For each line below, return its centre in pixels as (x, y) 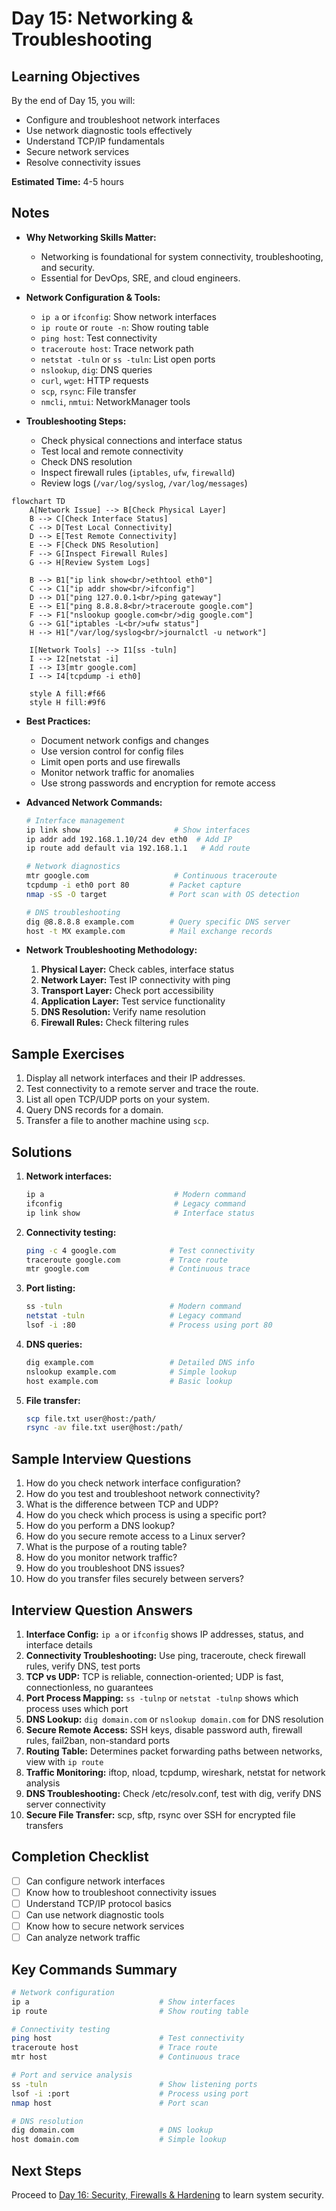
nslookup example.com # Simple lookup (131, 1372)
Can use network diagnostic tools (95, 1914)
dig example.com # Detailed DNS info (140, 1362)
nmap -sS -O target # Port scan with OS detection (162, 894)
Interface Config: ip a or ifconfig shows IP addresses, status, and (164, 1634)
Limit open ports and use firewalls (110, 761)
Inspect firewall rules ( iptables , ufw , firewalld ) (138, 472)
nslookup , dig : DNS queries (96, 369)
